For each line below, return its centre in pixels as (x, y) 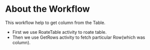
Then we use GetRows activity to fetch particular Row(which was (78, 37)
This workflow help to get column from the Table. (55, 23)
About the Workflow (48, 9)
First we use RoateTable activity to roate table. (59, 32)
